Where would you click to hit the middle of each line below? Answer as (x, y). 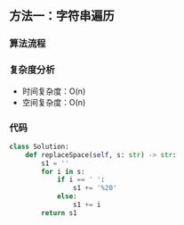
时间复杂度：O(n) (54, 91)
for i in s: (64, 171)
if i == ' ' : (80, 180)
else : (67, 196)
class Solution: (39, 146)
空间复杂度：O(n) (54, 102)
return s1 (59, 212)
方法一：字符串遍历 (62, 16)
